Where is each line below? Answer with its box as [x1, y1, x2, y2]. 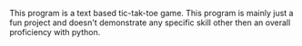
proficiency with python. [9, 27, 101, 37]
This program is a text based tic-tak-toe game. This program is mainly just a [9, 8, 294, 18]
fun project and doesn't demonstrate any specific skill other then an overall [9, 17, 291, 28]
